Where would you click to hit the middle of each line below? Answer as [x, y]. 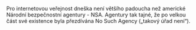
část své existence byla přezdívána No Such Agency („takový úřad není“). [99, 21]
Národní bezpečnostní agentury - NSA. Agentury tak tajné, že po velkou [96, 15]
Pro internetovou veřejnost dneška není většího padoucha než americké [96, 9]
